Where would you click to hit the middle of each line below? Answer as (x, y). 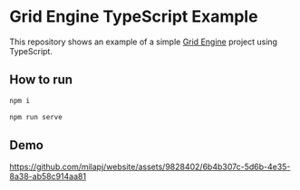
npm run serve (36, 117)
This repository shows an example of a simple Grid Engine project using (144, 42)
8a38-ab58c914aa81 (48, 176)
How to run (41, 80)
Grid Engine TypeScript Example (134, 17)
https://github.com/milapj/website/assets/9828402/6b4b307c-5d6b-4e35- (150, 167)
